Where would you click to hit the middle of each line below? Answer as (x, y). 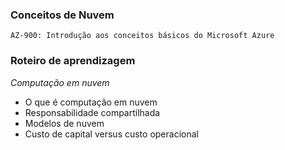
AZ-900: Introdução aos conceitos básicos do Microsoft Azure (142, 36)
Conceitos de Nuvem (62, 15)
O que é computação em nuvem (91, 102)
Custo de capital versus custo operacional (111, 134)
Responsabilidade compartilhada (92, 112)
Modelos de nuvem (64, 123)
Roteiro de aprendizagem (73, 61)
